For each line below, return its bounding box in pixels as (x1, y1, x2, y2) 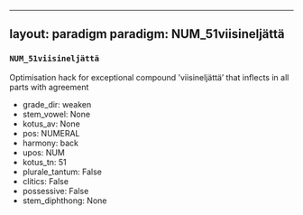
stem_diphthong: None (22, 195, 107, 206)
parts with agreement (9, 81, 89, 92)
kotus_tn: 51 (22, 156, 68, 167)
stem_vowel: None (22, 108, 91, 119)
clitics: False (22, 175, 69, 186)
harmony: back (22, 137, 79, 148)
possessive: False (22, 185, 89, 196)
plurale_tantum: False (22, 166, 102, 177)
